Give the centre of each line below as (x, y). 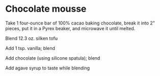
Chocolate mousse (46, 9)
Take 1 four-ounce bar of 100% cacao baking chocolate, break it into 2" (80, 23)
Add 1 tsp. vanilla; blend (30, 48)
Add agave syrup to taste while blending (48, 68)
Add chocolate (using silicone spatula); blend (53, 58)
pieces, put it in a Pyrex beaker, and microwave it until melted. (70, 28)
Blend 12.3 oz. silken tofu (32, 38)
